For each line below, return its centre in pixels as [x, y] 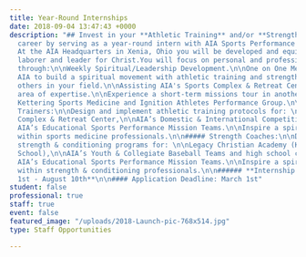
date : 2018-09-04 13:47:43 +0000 [73, 26]
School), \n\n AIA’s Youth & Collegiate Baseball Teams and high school [154, 153]
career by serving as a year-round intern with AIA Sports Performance [157, 43]
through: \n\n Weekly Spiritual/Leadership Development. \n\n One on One [152, 69]
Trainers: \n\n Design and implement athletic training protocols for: [152, 111]
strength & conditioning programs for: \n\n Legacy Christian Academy [152, 145]
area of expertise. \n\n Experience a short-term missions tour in [144, 94]
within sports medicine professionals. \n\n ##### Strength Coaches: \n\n [157, 137]
